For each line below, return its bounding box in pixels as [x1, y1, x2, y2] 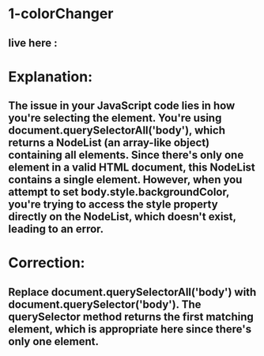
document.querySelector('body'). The [8, 298, 202, 311]
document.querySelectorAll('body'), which [8, 124, 225, 137]
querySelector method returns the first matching [8, 309, 255, 324]
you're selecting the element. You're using [8, 111, 222, 125]
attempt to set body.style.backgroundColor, [8, 185, 230, 199]
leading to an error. [8, 223, 104, 236]
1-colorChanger [8, 5, 114, 23]
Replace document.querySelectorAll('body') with [8, 285, 257, 298]
